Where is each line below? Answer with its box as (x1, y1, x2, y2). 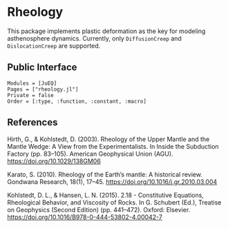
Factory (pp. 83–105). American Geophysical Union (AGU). (7, 149, 174, 158)
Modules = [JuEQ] (7, 80, 57, 87)
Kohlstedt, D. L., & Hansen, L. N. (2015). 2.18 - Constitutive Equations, (7, 191, 204, 199)
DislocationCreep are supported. (7, 41, 101, 50)
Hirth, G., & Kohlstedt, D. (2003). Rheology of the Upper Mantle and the (7, 135, 210, 143)
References (7, 116, 58, 128)
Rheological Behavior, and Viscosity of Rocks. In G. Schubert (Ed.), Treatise (7, 198, 222, 207)
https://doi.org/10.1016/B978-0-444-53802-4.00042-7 (7, 213, 162, 221)
